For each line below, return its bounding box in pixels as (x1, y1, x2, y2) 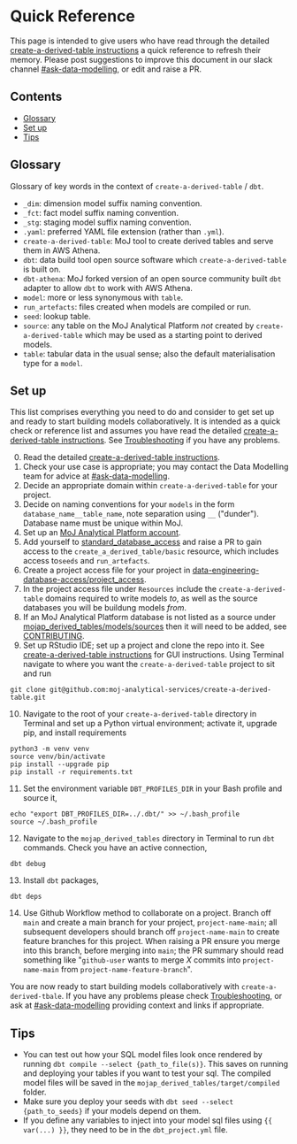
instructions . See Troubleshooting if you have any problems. (61, 435, 281, 446)
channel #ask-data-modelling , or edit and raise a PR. (10, 64, 202, 74)
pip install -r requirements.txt (10, 768, 133, 777)
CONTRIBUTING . (22, 631, 85, 641)
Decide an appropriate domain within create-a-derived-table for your (22, 480, 278, 491)
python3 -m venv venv (10, 745, 90, 754)
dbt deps (10, 892, 42, 902)
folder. (22, 1086, 47, 1098)
